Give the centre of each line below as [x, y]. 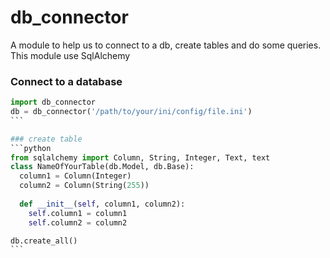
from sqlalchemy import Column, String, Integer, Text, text [140, 157]
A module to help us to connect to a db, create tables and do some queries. [166, 45]
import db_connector [53, 102]
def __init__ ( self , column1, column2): [102, 204]
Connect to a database [66, 81]
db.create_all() [44, 241]
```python [31, 148]
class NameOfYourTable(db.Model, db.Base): [102, 167]
